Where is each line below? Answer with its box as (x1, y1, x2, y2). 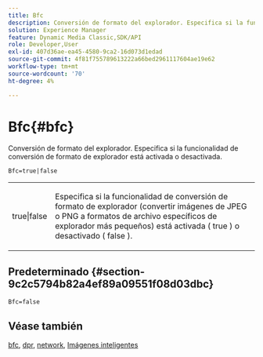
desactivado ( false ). (54, 231, 133, 242)
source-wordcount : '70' (8, 70, 86, 78)
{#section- (91, 264, 146, 279)
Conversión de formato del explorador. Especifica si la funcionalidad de (8, 144, 239, 153)
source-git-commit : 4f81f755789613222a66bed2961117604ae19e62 (8, 56, 215, 64)
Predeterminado (8, 264, 89, 279)
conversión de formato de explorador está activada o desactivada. (8, 152, 223, 162)
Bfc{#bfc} (8, 118, 74, 136)
